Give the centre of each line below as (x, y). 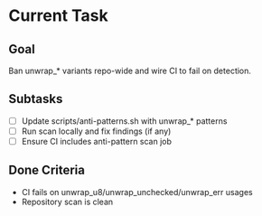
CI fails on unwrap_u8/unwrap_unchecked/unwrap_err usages (137, 192)
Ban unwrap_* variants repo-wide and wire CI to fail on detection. (130, 70)
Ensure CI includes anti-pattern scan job (97, 141)
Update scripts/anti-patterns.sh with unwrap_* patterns (124, 121)
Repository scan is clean (67, 202)
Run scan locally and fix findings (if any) (96, 131)
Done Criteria (47, 170)
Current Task (59, 16)
